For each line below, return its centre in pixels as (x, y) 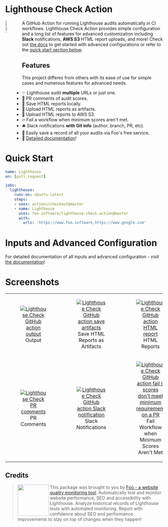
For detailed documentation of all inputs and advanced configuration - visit (82, 257)
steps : (21, 200)
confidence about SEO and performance (91, 514)
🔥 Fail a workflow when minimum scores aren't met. (75, 119)
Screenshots (32, 282)
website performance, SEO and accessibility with (100, 498)
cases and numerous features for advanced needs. (74, 83)
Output (33, 340)
